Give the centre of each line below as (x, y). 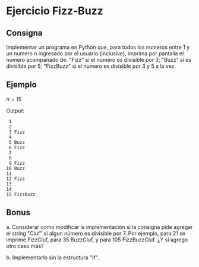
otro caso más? (25, 246)
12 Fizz (16, 179)
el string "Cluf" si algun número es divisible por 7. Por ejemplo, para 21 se (96, 233)
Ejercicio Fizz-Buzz (55, 11)
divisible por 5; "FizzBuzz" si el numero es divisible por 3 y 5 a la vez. (91, 66)
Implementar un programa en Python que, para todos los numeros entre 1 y (98, 47)
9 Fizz (17, 163)
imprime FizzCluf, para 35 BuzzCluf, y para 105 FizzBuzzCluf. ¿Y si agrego (97, 240)
